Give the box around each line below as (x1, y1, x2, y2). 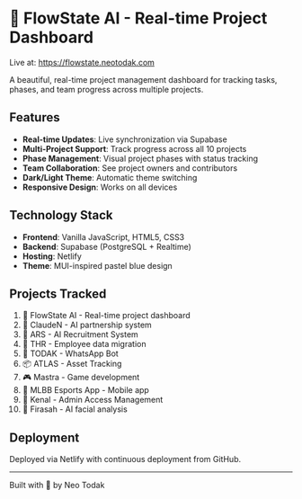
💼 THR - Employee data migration (22, 339, 147, 350)
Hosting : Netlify (22, 251, 83, 262)
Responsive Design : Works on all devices (22, 182, 178, 192)
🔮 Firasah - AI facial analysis (22, 404, 128, 414)
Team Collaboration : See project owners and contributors (22, 162, 238, 174)
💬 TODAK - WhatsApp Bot (22, 348, 119, 359)
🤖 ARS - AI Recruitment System (22, 329, 139, 340)
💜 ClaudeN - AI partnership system (22, 319, 153, 331)
